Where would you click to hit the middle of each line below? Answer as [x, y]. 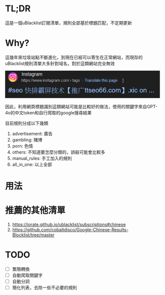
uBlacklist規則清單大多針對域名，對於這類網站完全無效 [60, 63]
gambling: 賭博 [27, 140]
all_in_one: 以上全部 [32, 164]
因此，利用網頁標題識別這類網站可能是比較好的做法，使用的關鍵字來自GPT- [81, 106]
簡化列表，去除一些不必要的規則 [44, 287]
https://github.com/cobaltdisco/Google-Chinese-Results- [70, 229]
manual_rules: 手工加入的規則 [42, 158]
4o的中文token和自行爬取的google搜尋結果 [48, 113]
